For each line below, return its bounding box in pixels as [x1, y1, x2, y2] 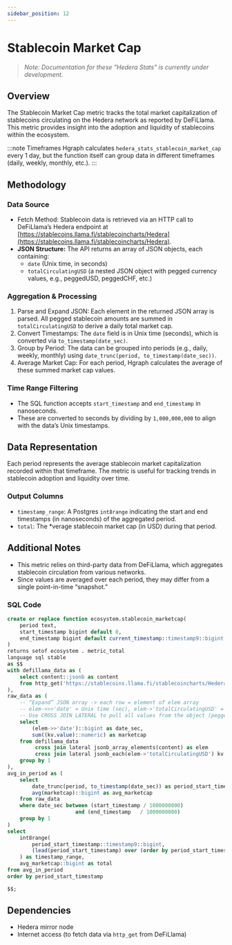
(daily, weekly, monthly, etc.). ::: [7, 159, 97, 167]
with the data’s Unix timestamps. [17, 421, 110, 429]
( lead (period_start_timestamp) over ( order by [32, 847, 168, 854]
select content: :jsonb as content [19, 673, 119, 681]
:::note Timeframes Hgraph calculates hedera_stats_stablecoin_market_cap [7, 144, 222, 152]
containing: [17, 252, 50, 260]
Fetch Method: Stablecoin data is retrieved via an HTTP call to [17, 215, 193, 224]
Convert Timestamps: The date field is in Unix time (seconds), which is [17, 330, 219, 338]
